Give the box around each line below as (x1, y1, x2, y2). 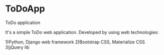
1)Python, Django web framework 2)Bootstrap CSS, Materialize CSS (5, 38, 145, 45)
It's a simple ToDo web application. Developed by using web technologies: (5, 29, 159, 35)
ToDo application (5, 19, 41, 25)
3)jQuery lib (5, 44, 30, 50)
